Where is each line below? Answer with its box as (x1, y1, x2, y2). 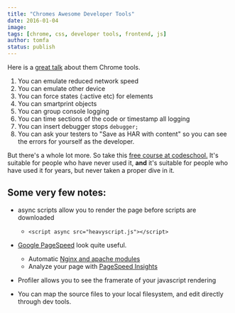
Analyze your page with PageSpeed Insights (28, 262, 158, 270)
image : (7, 23, 27, 31)
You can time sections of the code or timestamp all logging (17, 115, 190, 123)
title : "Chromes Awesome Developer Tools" (7, 10, 135, 18)
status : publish (7, 43, 55, 51)
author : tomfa (7, 37, 50, 44)
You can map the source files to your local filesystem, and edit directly (17, 290, 224, 298)
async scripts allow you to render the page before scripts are (17, 206, 197, 214)
